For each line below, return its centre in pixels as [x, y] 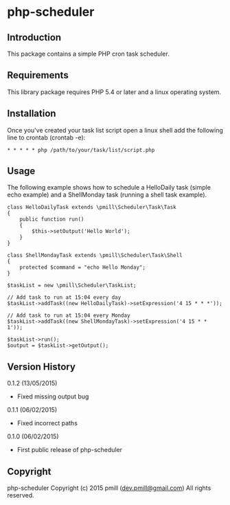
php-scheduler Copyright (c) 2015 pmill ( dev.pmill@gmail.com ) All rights [109, 488]
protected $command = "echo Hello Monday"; [83, 268]
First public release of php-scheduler [69, 450]
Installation [32, 114]
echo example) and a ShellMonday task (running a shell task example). [107, 195]
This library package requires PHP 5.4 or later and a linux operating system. [114, 92]
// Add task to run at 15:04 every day [64, 298]
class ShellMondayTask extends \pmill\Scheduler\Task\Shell [95, 256]
